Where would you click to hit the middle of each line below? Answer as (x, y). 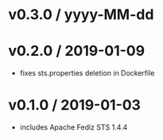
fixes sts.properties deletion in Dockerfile (87, 73)
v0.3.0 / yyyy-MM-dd (81, 15)
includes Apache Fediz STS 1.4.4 (74, 127)
